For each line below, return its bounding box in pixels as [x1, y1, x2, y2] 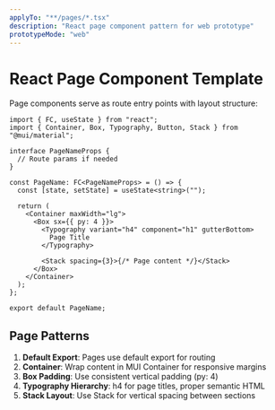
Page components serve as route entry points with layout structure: [9, 98, 258, 109]
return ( [17, 202, 50, 211]
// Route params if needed [17, 154, 118, 164]
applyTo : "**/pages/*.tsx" [9, 13, 110, 22]
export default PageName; [9, 304, 106, 313]
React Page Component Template [9, 68, 264, 89]
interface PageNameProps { [9, 147, 110, 156]
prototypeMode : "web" [9, 30, 90, 39]
